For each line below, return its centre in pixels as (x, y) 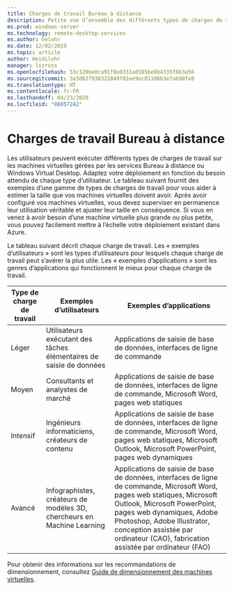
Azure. (17, 232)
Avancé (23, 508)
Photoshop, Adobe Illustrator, (162, 521)
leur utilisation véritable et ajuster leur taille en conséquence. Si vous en (110, 210)
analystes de (67, 389)
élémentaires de (72, 356)
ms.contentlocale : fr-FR (43, 91)
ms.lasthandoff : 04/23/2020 (48, 98)
